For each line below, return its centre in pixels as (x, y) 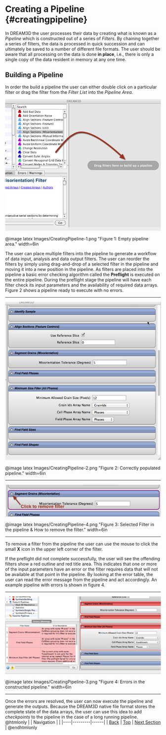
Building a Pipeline (34, 75)
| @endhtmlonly (21, 728)
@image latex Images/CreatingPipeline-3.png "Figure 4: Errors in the (75, 682)
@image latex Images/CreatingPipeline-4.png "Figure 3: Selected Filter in (80, 524)
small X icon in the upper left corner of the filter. (54, 549)
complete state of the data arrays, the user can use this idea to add (74, 712)
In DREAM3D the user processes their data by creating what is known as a (81, 33)
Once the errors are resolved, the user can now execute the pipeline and (79, 701)
